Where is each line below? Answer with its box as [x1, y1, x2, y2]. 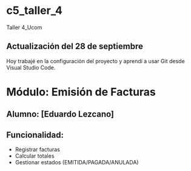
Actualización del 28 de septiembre [6, 41, 144, 52]
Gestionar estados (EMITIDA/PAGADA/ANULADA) [15, 159, 139, 166]
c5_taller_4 [6, 4, 62, 18]
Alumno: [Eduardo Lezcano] [6, 109, 114, 119]
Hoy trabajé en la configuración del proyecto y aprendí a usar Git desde [6, 57, 185, 64]
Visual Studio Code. [6, 64, 56, 71]
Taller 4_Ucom [6, 24, 42, 31]
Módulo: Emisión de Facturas [6, 85, 156, 99]
